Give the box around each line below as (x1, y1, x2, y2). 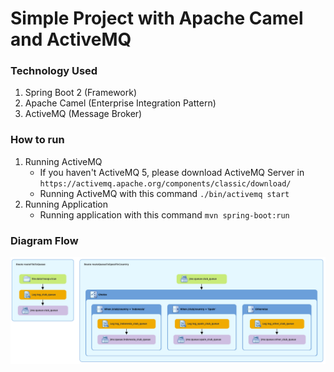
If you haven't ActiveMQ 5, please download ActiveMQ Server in (39, 166, 305, 178)
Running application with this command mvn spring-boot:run (39, 208, 290, 221)
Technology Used (10, 64, 98, 78)
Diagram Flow (10, 233, 79, 247)
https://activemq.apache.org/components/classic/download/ (39, 178, 292, 189)
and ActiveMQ (10, 28, 132, 51)
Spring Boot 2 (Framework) (24, 87, 138, 99)
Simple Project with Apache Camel (10, 7, 304, 30)
